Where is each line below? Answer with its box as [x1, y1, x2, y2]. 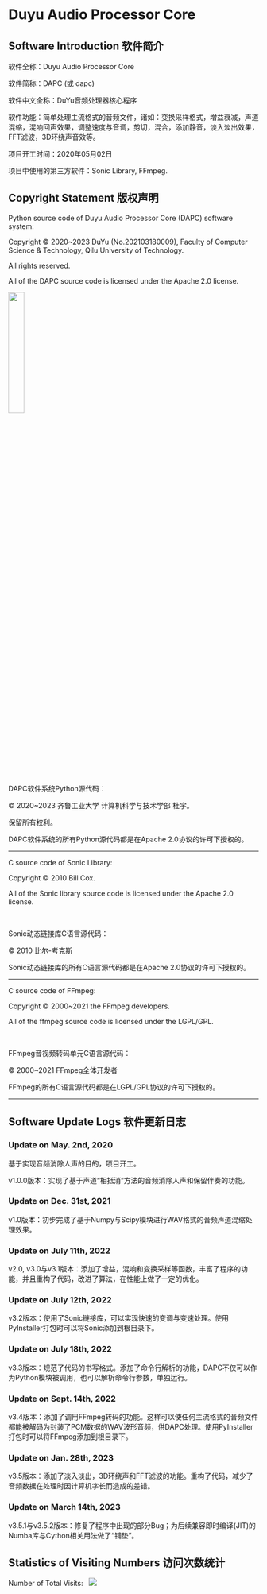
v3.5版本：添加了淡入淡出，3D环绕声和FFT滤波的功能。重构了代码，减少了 [8, 1472, 253, 1481]
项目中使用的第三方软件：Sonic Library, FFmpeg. [8, 166, 168, 176]
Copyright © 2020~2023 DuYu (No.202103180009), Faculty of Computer [8, 237, 248, 246]
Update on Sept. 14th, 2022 [8, 1393, 117, 1404]
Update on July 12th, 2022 [8, 1294, 113, 1306]
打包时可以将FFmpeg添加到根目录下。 [8, 1432, 133, 1441]
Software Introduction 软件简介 [8, 39, 164, 52]
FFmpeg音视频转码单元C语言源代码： [8, 1048, 131, 1058]
